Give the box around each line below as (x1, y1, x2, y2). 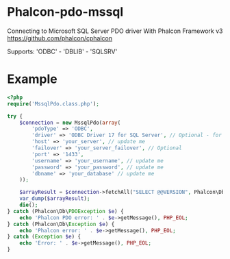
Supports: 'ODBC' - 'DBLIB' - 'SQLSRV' (7, 47, 118, 56)
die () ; (19, 201, 38, 208)
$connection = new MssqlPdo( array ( (19, 119, 121, 126)
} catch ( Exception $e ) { (7, 234, 81, 241)
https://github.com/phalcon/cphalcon (7, 34, 113, 42)
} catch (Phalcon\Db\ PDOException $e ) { (7, 208, 125, 214)
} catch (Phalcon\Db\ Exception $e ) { (7, 221, 115, 227)
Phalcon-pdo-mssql (7, 4, 124, 20)
